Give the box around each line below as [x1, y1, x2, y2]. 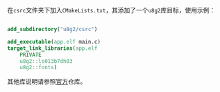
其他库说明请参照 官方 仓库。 [7, 77, 87, 86]
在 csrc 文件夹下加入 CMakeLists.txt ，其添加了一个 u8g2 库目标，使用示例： [7, 6, 216, 14]
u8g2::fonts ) [19, 64, 58, 71]
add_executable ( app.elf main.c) [7, 38, 101, 45]
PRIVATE [19, 51, 42, 58]
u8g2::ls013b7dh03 [19, 57, 73, 64]
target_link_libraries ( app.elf [7, 44, 98, 52]
